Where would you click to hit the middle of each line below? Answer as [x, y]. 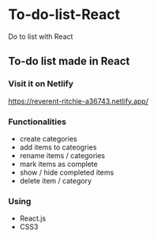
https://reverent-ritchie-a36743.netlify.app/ [78, 101]
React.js [33, 218]
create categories [48, 138]
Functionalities [37, 122]
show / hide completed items [67, 172]
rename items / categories [62, 155]
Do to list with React [41, 36]
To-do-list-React [64, 15]
